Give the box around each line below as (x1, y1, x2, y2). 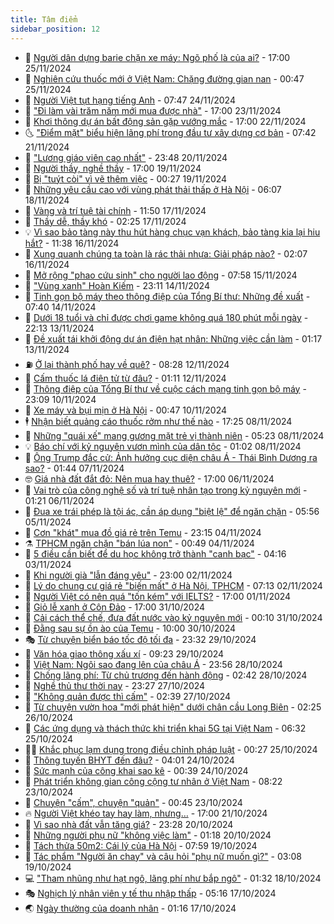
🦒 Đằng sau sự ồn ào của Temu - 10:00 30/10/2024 (24, 622, 237, 634)
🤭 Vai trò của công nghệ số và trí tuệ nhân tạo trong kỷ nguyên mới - (24, 484, 308, 496)
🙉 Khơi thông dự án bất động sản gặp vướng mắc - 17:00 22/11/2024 (24, 115, 307, 127)
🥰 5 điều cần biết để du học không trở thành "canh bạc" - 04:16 (24, 547, 287, 560)
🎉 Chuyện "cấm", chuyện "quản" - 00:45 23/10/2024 (24, 796, 243, 808)
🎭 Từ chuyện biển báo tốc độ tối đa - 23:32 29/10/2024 (24, 633, 257, 645)
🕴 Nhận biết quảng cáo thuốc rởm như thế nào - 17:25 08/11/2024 (24, 415, 293, 427)
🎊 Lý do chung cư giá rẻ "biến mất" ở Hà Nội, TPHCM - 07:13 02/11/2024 (24, 579, 323, 591)
